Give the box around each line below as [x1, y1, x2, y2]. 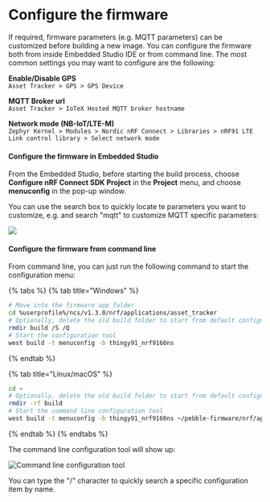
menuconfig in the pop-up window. [8, 187, 126, 196]
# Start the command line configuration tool [8, 407, 163, 415]
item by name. [8, 484, 55, 494]
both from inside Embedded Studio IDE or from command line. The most [8, 49, 247, 59]
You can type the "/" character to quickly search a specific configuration [8, 475, 249, 485]
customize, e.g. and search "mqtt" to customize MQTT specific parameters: [8, 211, 259, 220]
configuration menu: [8, 270, 76, 280]
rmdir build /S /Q [8, 323, 70, 331]
